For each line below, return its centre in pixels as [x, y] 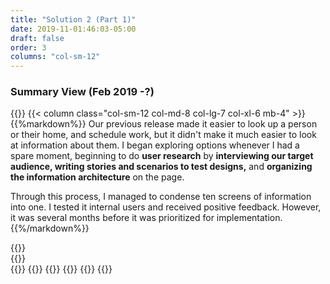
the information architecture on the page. [97, 177]
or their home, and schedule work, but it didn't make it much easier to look [163, 135]
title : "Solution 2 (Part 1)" [73, 19]
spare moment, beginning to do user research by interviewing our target [162, 156]
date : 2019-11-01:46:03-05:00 [73, 29]
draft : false [37, 38]
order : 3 [28, 47]
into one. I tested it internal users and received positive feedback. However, [166, 207]
